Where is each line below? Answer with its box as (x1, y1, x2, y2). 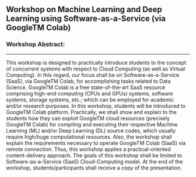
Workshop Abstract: (6, 40, 65, 48)
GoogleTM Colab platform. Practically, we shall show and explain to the (6, 108, 177, 115)
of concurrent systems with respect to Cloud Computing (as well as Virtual (6, 65, 185, 72)
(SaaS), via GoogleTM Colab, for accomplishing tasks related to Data (6, 77, 171, 84)
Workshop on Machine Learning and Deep (6, 5, 162, 15)
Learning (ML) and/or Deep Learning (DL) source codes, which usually (6, 127, 176, 134)
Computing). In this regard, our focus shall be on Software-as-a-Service (6, 71, 180, 78)
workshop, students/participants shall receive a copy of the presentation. (6, 164, 182, 171)
